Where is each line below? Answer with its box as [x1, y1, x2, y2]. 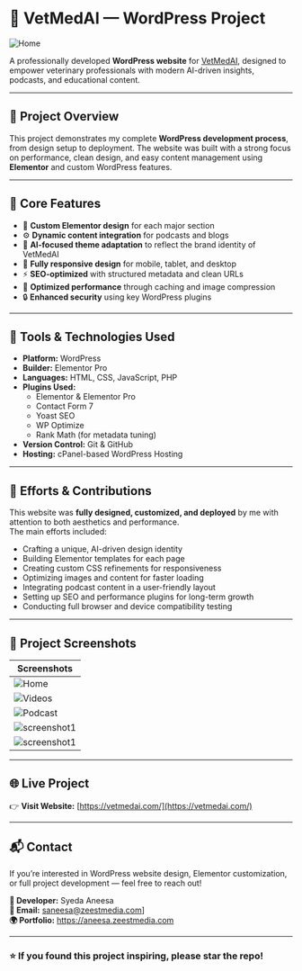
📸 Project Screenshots [9, 635, 137, 651]
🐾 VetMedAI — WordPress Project [9, 8, 266, 29]
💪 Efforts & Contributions [9, 483, 153, 499]
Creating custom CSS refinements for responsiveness [22, 562, 222, 574]
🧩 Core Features [9, 196, 102, 211]
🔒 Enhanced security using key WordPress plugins [22, 292, 212, 302]
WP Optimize [35, 420, 84, 431]
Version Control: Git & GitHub [22, 439, 133, 450]
